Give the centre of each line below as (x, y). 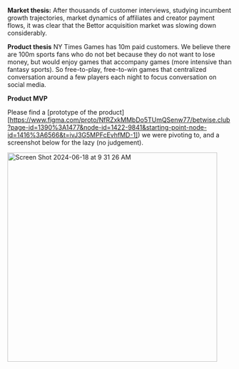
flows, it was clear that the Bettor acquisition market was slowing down (112, 25)
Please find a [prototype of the (52, 112)
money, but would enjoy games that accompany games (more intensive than (119, 62)
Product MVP (27, 98)
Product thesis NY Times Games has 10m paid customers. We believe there (119, 47)
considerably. (27, 33)
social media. (27, 84)
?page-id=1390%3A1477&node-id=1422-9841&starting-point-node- (107, 127)
